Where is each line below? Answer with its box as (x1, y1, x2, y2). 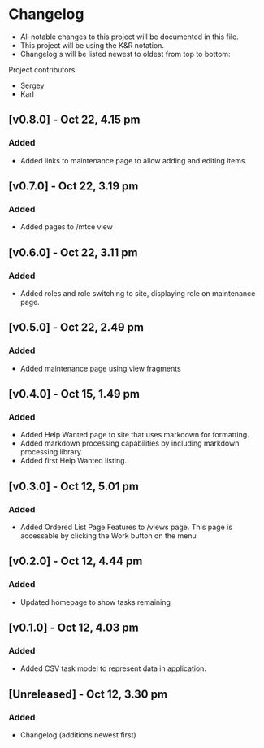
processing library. (19, 447, 84, 457)
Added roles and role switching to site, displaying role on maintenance (19, 289, 256, 298)
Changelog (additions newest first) (19, 730, 136, 740)
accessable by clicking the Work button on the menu (19, 531, 197, 541)
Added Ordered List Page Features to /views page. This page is (19, 522, 233, 533)
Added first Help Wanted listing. (19, 456, 128, 466)
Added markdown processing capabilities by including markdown (19, 438, 240, 448)
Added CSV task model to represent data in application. (19, 663, 207, 673)
